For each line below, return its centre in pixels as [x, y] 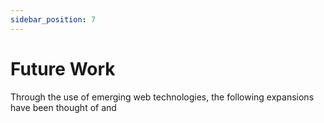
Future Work [63, 68]
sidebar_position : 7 [53, 19]
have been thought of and [63, 107]
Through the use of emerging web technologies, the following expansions [162, 97]
